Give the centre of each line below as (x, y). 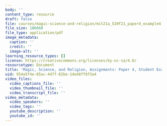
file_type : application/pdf (34, 33)
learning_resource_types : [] (35, 56)
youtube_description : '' (35, 111)
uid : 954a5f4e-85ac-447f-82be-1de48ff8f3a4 (51, 74)
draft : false (19, 19)
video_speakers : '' (30, 102)
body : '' (14, 10)
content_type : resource (30, 14)
